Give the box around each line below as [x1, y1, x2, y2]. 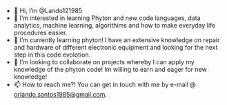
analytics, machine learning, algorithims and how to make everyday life [13, 21, 216, 29]
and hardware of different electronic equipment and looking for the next [13, 44, 218, 51]
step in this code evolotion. [13, 50, 91, 59]
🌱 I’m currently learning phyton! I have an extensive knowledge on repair [13, 36, 220, 44]
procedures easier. [13, 28, 68, 37]
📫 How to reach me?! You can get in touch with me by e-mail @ [13, 80, 197, 88]
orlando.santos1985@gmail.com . [13, 90, 108, 98]
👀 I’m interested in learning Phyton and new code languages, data [13, 14, 201, 22]
